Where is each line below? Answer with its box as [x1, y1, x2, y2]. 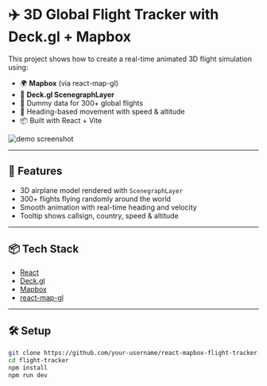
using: [8, 62, 29, 71]
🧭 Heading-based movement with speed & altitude [19, 106, 185, 116]
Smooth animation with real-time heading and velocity [19, 203, 197, 212]
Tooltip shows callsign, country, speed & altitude [19, 210, 179, 220]
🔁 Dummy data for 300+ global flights [19, 98, 144, 107]
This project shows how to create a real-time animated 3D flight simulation [8, 54, 253, 64]
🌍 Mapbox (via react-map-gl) [19, 78, 119, 87]
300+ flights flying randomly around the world [19, 194, 171, 203]
